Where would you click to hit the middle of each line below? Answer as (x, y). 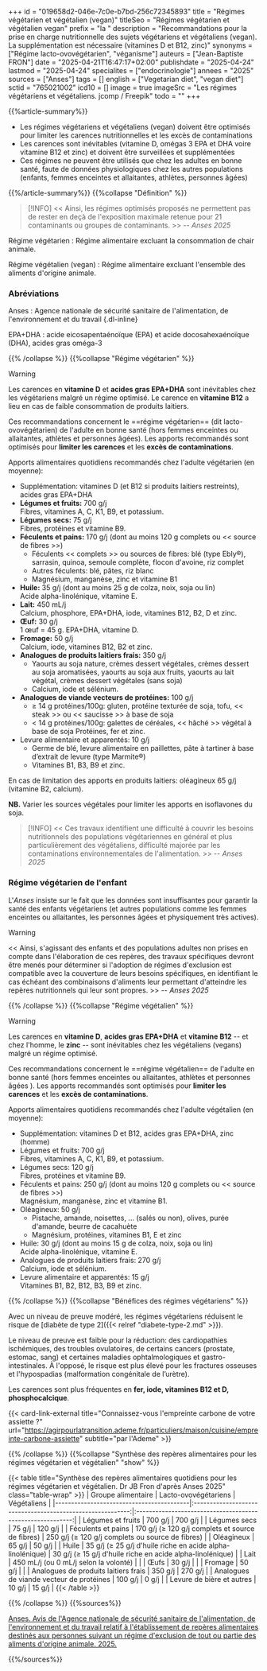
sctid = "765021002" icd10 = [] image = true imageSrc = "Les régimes (122, 87)
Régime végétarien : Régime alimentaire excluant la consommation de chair (131, 241)
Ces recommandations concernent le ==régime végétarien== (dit (115, 422)
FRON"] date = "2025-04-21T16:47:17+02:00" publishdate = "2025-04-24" (131, 62)
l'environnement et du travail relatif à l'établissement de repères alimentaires (133, 1626)
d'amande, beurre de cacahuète (84, 1226)
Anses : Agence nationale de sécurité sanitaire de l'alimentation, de (118, 311)
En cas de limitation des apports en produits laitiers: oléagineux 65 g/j (122, 781)
